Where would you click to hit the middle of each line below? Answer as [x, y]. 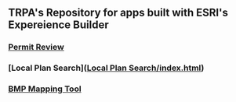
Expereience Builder [58, 25]
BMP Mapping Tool [45, 89]
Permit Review [36, 47]
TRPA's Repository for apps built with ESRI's [118, 13]
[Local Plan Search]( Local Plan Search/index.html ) [106, 68]
